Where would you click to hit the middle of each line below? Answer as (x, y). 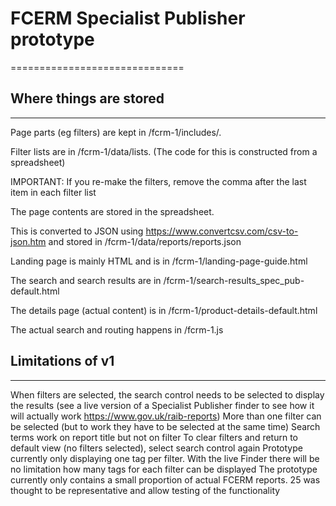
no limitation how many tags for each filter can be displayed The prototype (164, 469)
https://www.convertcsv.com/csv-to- (222, 231)
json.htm (28, 241)
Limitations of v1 (62, 361)
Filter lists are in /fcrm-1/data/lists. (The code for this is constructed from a (164, 151)
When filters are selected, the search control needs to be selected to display (167, 394)
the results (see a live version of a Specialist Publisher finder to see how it (162, 405)
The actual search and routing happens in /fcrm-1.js (117, 329)
